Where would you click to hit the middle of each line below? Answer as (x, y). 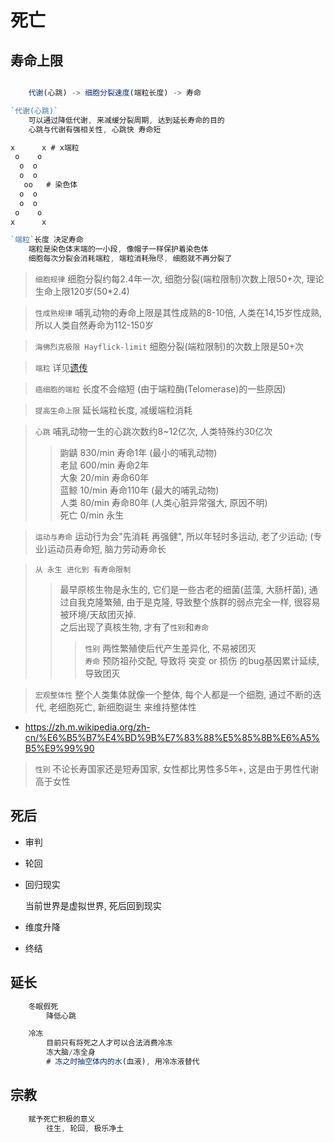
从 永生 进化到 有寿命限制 (83, 570)
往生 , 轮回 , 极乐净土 (85, 1128)
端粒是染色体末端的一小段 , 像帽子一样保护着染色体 (118, 249)
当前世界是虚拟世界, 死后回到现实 (93, 905)
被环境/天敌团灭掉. (98, 614)
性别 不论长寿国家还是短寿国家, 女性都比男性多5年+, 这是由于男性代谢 (177, 769)
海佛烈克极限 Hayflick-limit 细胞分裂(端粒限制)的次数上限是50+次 (169, 346)
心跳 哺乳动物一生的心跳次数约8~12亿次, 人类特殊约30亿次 (153, 431)
